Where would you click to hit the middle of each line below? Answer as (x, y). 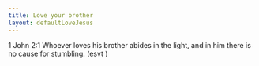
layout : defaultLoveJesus (51, 23)
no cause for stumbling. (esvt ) (58, 53)
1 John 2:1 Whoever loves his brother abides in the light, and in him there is (129, 45)
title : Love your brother (51, 15)
